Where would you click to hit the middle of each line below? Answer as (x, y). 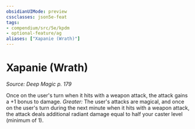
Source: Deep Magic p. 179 (39, 84)
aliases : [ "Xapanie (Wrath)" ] (43, 39)
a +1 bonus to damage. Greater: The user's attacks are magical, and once (95, 101)
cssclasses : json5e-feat (37, 17)
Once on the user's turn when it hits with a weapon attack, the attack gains (97, 95)
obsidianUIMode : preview (37, 11)
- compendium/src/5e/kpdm (38, 28)
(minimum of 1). (25, 120)
